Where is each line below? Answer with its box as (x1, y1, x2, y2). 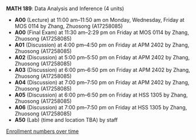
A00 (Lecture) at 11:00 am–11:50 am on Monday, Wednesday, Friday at (14, 16, 185, 23)
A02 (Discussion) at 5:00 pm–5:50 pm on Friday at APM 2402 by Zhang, (14, 54, 190, 61)
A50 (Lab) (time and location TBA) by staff (14, 116, 119, 123)
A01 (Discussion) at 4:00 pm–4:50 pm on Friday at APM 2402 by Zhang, (14, 41, 190, 48)
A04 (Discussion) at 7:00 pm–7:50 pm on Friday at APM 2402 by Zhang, (14, 79, 190, 86)
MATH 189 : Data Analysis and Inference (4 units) (6, 5, 124, 12)
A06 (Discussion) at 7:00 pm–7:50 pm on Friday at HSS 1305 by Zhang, (14, 104, 187, 111)
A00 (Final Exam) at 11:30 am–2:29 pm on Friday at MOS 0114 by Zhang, (14, 29, 190, 36)
